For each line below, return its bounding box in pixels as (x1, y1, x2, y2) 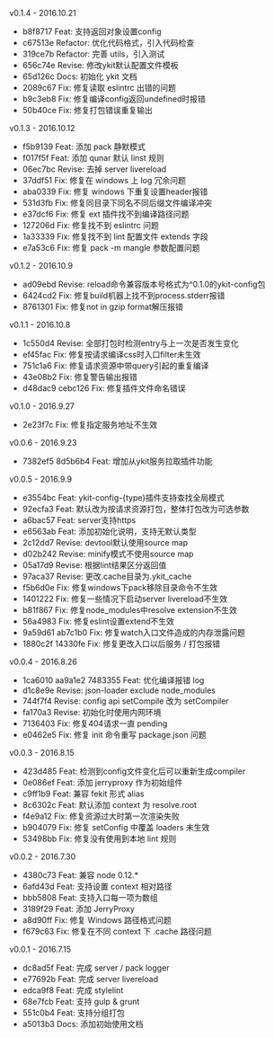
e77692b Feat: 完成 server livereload (22, 974, 159, 984)
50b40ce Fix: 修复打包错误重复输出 (22, 105, 153, 115)
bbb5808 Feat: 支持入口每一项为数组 (22, 892, 159, 902)
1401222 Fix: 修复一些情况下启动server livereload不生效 (22, 593, 227, 604)
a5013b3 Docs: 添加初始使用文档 (22, 1019, 144, 1029)
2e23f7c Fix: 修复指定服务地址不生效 (22, 420, 158, 430)
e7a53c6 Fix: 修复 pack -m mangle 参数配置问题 (22, 243, 200, 253)
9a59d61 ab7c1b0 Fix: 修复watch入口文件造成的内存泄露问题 (22, 627, 245, 637)
